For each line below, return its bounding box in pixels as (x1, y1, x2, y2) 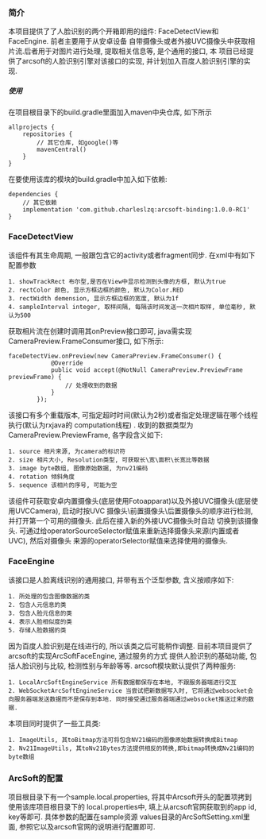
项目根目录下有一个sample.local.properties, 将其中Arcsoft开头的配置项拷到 (8, 792, 253, 802)
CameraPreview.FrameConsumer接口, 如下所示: (8, 336, 164, 346)
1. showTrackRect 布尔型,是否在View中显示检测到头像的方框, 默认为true (8, 277, 226, 285)
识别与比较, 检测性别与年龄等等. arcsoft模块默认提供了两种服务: (29, 661, 236, 671)
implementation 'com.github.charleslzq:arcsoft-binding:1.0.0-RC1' (22, 206, 250, 214)
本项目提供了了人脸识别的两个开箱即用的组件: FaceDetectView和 (8, 26, 219, 37)
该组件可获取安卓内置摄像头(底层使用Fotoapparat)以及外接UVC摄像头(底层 (8, 496, 252, 505)
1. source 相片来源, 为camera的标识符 (8, 447, 125, 455)
